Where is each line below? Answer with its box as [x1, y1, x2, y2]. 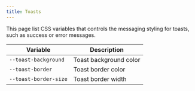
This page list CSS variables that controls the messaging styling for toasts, [6, 25, 190, 32]
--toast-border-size [9, 76, 68, 82]
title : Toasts [6, 8, 42, 15]
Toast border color [73, 65, 126, 73]
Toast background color [73, 55, 141, 64]
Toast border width [73, 75, 127, 83]
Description [89, 45, 124, 54]
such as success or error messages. [6, 31, 96, 39]
